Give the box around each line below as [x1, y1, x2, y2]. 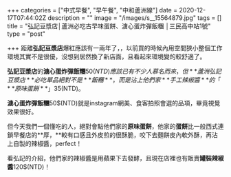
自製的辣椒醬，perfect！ [12, 140, 82, 147]
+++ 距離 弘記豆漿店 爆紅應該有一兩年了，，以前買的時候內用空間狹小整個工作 [7, 44, 223, 52]
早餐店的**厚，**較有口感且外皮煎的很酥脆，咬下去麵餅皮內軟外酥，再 [12, 131, 212, 139]
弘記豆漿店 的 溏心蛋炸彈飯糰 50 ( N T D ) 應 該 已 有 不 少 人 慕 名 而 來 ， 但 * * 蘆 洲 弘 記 [7, 67, 222, 75]
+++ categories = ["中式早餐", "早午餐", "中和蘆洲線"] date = [7, 6, 177, 14]
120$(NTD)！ [13, 163, 50, 171]
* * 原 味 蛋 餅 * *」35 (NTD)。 [7, 85, 85, 92]
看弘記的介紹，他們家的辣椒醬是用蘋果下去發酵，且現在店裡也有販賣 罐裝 [7, 154, 212, 162]
